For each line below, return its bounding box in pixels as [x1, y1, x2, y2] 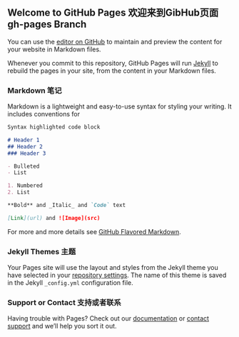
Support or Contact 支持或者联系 [7, 298, 121, 308]
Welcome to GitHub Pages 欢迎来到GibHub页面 [7, 6, 219, 19]
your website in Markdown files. [7, 45, 101, 54]
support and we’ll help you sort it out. [7, 322, 117, 331]
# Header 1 [7, 136, 40, 144]
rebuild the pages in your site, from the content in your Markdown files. [7, 66, 216, 75]
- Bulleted [7, 163, 40, 170]
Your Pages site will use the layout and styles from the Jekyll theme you [7, 263, 219, 272]
